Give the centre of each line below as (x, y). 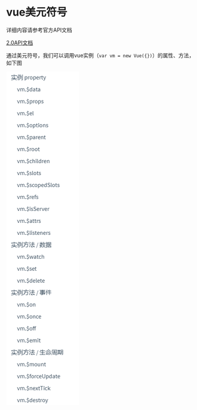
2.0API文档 (20, 42)
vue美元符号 (37, 12)
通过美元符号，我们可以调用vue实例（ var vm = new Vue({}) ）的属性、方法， (100, 55)
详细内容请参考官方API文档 (39, 30)
